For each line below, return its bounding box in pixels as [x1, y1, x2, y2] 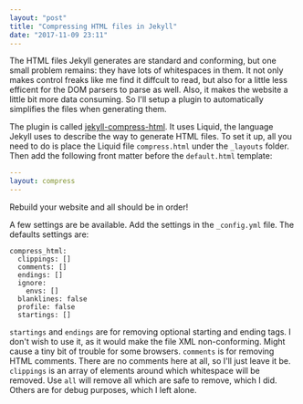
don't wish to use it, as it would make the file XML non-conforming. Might [9, 337, 286, 347]
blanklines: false [17, 295, 89, 304]
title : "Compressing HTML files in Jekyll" [9, 22, 178, 31]
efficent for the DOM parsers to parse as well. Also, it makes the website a [9, 84, 289, 96]
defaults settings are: [9, 229, 89, 240]
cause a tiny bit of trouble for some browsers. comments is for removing [9, 346, 275, 357]
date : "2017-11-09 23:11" [9, 30, 108, 39]
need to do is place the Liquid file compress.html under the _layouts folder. [9, 140, 289, 151]
